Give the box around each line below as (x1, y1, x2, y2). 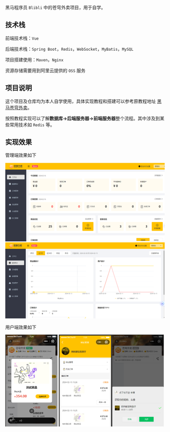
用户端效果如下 (5, 324, 36, 331)
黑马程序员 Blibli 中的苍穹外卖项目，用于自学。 (5, 5, 106, 10)
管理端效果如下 (5, 152, 36, 158)
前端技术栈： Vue (5, 35, 39, 41)
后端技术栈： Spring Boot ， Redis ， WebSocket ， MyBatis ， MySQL (5, 46, 134, 52)
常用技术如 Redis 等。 (9, 121, 55, 128)
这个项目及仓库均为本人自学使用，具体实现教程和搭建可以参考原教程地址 (5, 98, 156, 104)
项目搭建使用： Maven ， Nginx (5, 56, 64, 62)
